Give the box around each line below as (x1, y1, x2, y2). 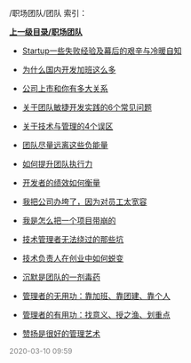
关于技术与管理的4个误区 (21, 121, 114, 131)
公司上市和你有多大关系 (21, 83, 108, 93)
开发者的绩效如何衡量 (21, 178, 100, 188)
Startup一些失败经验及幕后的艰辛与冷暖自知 (21, 45, 182, 56)
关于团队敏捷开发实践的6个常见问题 (21, 102, 153, 113)
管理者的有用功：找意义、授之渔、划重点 (21, 310, 171, 320)
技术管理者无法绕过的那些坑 (21, 234, 124, 244)
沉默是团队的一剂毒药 (21, 272, 100, 282)
